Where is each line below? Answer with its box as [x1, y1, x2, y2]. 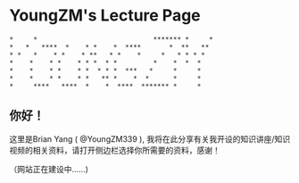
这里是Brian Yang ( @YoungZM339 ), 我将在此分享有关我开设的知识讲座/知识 [9, 133, 291, 144]
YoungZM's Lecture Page [9, 5, 201, 26]
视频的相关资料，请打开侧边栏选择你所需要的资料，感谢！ [9, 145, 220, 155]
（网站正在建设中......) [9, 163, 89, 174]
